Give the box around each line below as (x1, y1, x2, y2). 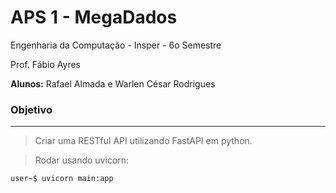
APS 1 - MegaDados (10, 6, 178, 29)
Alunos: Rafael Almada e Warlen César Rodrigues (10, 77, 216, 90)
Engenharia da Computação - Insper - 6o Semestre (10, 39, 222, 51)
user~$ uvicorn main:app (10, 174, 114, 184)
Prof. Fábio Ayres (10, 58, 81, 70)
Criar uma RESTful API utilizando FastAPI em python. (34, 135, 253, 147)
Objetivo (10, 102, 53, 116)
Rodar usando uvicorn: (34, 154, 130, 166)
